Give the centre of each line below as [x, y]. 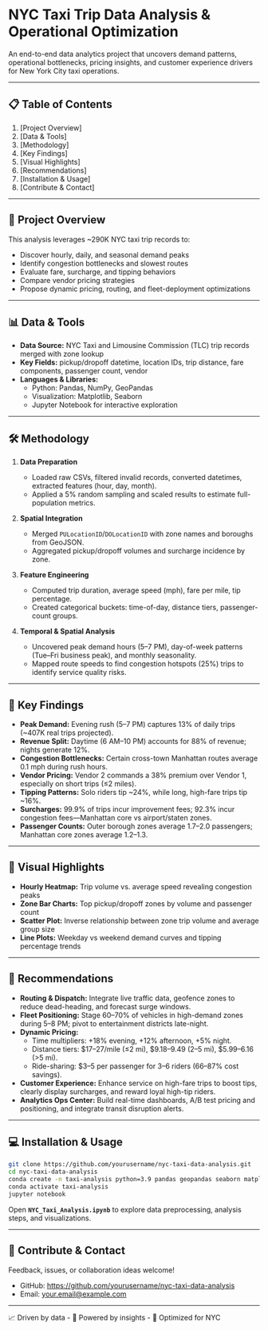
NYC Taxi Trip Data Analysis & [110, 15]
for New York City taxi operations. [64, 70]
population [49, 503]
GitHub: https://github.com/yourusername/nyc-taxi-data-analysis [127, 1285]
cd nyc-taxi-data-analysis [53, 1172]
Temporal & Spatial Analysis [67, 631]
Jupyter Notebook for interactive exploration [104, 405]
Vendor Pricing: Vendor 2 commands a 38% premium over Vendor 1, [133, 775]
